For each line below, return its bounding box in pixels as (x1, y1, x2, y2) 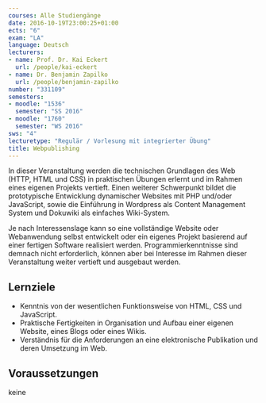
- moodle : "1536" (8, 100, 66, 108)
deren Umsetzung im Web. (19, 344, 108, 353)
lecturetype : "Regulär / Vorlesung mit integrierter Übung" (8, 136, 212, 145)
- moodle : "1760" (8, 115, 66, 123)
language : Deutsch (8, 41, 69, 49)
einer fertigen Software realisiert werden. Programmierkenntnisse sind (8, 240, 238, 250)
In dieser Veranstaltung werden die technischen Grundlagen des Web (8, 166, 236, 175)
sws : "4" (8, 129, 37, 137)
